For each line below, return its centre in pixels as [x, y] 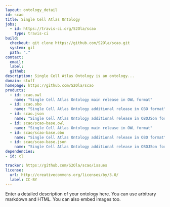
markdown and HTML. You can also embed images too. [63, 199]
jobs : [11, 24]
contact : [14, 57]
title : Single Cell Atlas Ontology [43, 19]
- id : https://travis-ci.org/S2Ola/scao [53, 29]
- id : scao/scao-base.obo [37, 132]
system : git [23, 48]
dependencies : [20, 152]
